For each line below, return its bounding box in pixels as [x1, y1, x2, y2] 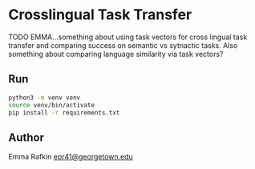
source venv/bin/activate [8, 101, 95, 109]
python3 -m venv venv [8, 94, 81, 102]
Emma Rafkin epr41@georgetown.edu [8, 152, 134, 162]
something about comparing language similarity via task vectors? [8, 49, 224, 58]
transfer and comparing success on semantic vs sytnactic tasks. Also [8, 40, 238, 50]
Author [8, 131, 44, 144]
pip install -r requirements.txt [8, 108, 120, 117]
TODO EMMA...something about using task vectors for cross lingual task [8, 32, 248, 42]
